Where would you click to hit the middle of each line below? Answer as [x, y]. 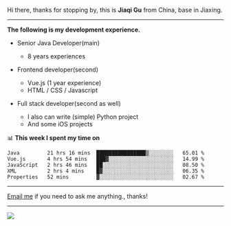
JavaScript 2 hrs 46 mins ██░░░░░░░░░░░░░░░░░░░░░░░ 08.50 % [106, 165]
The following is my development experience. [74, 30]
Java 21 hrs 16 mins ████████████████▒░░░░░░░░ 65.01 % [106, 153]
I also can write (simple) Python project [83, 117]
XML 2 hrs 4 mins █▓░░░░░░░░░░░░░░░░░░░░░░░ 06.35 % [106, 171]
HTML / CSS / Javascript [63, 90]
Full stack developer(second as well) [69, 103]
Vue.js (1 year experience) [64, 83]
